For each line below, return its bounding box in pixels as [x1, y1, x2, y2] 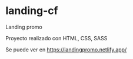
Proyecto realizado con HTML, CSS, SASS [5, 34, 108, 41]
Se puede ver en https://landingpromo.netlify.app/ [5, 46, 127, 53]
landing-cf [5, 4, 58, 18]
